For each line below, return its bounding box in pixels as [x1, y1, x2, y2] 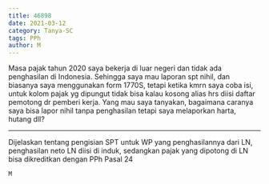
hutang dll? [8, 114, 46, 124]
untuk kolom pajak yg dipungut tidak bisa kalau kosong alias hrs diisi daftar [8, 89, 256, 98]
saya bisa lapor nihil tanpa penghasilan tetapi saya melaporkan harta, [8, 106, 236, 116]
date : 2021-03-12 [8, 19, 66, 27]
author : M [8, 42, 42, 50]
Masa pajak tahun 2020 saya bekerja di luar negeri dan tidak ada [8, 63, 223, 73]
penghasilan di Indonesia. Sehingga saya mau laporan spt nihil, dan [8, 72, 231, 82]
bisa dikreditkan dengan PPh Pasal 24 [8, 154, 134, 164]
